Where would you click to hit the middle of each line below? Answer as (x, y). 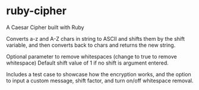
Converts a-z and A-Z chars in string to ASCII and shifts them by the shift (96, 38)
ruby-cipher (37, 11)
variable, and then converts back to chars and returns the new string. (91, 45)
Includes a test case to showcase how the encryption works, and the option (99, 74)
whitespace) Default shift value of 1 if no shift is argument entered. (88, 63)
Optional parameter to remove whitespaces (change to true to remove (91, 56)
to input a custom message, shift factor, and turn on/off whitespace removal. (100, 81)
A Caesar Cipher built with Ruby (45, 27)
